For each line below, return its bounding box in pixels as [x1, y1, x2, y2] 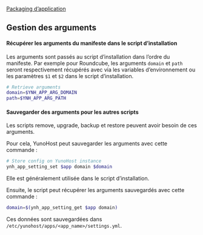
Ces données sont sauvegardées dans [6, 216, 102, 223]
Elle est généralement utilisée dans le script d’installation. [6, 175, 150, 182]
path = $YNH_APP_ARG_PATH [6, 95, 67, 102]
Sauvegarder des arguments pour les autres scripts [6, 108, 139, 116]
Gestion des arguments [6, 22, 97, 33]
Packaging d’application [6, 5, 66, 12]
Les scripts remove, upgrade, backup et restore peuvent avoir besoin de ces [6, 122, 197, 129]
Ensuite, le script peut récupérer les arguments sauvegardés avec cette [6, 187, 185, 194]
